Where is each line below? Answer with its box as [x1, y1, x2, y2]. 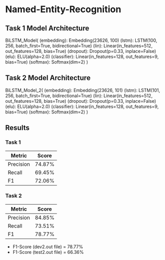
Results [5, 124, 30, 132]
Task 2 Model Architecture [5, 74, 91, 82]
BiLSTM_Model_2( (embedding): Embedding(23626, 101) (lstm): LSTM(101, [5, 87, 160, 93]
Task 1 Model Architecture [5, 24, 90, 33]
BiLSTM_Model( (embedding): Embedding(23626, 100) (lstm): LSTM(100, [5, 37, 158, 43]
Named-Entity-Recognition [5, 4, 121, 15]
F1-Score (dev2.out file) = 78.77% [12, 243, 84, 250]
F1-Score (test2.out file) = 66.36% [12, 249, 84, 255]
